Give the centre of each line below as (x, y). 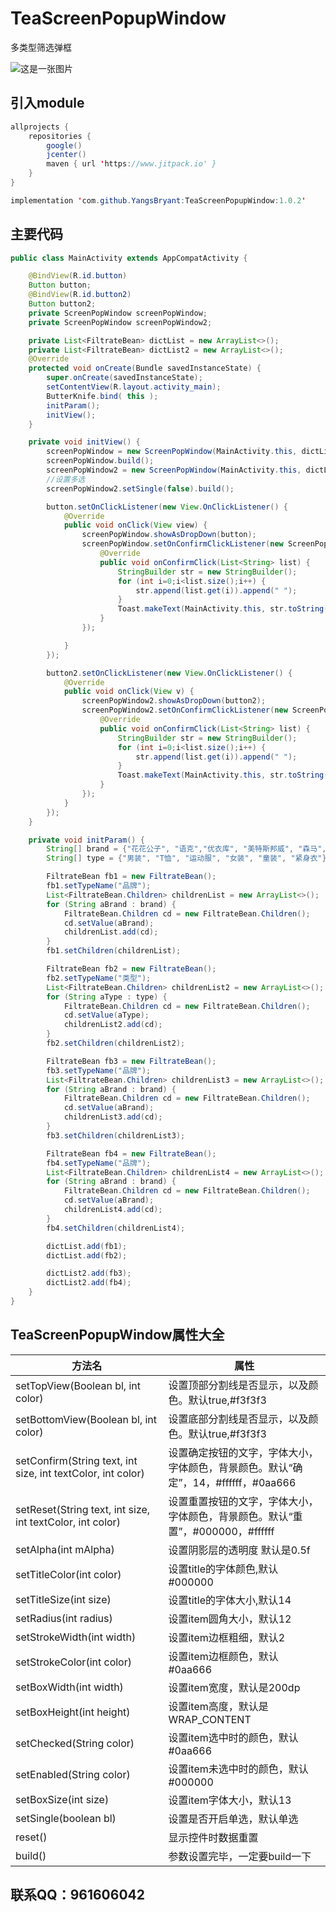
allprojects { (40, 127)
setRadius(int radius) (64, 1618)
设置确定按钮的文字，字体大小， (243, 1452)
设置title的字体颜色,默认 (223, 1569)
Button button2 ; (62, 304)
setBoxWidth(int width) (69, 1687)
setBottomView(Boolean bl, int (86, 1419)
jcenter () (66, 155)
